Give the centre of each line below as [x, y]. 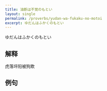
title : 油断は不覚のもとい [29, 9]
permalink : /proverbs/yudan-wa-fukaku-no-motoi [54, 18]
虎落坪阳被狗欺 [20, 66]
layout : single [20, 14]
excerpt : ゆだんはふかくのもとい [34, 23]
